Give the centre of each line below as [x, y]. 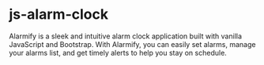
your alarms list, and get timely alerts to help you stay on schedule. [118, 52]
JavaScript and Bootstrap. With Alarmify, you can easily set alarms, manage [132, 44]
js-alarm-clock [59, 14]
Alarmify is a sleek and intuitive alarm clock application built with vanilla [126, 36]
